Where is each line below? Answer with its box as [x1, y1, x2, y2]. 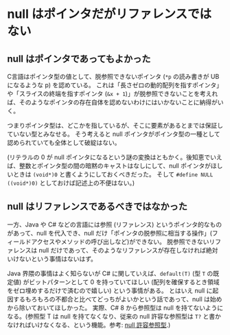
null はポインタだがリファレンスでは [7, 6, 212, 22]
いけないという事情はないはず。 [7, 255, 97, 263]
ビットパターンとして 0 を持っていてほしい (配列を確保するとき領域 [29, 277, 220, 286]
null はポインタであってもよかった [7, 53, 151, 65]
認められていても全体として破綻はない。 [7, 139, 122, 146]
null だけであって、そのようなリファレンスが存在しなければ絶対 [38, 246, 218, 254]
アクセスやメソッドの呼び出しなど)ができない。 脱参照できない [30, 238, 209, 246]
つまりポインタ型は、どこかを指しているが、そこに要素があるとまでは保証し [7, 122, 223, 129]
